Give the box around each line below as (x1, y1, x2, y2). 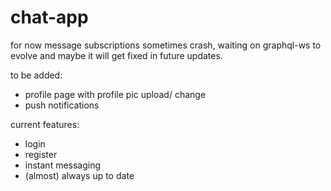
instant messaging (24, 159, 102, 171)
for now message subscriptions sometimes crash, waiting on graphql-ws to (10, 39, 322, 51)
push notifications (24, 99, 100, 111)
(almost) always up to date (24, 169, 135, 181)
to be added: (10, 69, 63, 81)
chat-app (10, 6, 89, 29)
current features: (10, 118, 80, 130)
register (24, 148, 58, 160)
